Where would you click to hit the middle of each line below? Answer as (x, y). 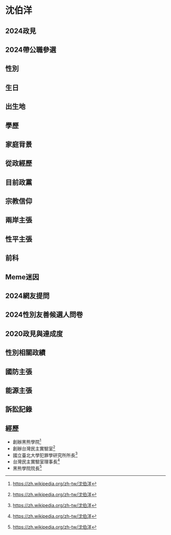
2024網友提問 (27, 296)
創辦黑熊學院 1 (27, 441)
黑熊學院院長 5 (27, 468)
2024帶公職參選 (31, 50)
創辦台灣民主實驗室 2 (34, 448)
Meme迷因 (22, 277)
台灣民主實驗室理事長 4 (36, 461)
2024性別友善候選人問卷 (44, 315)
